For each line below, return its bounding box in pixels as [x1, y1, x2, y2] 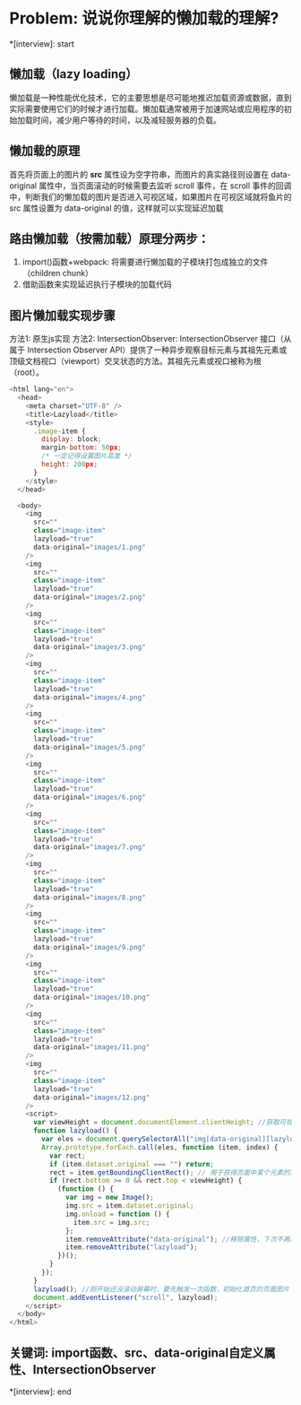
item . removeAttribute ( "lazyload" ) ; [65, 1243, 199, 1252]
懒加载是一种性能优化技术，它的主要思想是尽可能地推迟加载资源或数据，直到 [9, 91, 292, 103]
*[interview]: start [9, 38, 74, 49]
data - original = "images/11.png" [32, 1043, 150, 1052]
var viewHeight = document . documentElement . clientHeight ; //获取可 [32, 1118, 287, 1127]
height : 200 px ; [41, 460, 99, 469]
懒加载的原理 [9, 143, 81, 159]
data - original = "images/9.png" [32, 942, 146, 951]
